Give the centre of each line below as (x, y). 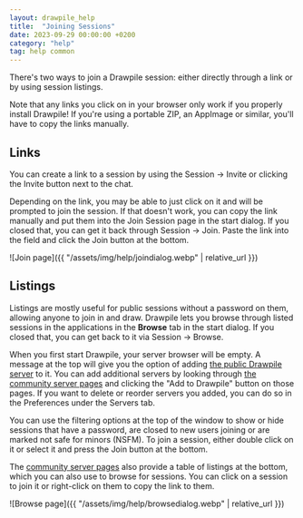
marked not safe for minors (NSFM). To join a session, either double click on (151, 439)
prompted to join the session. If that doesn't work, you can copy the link (144, 210)
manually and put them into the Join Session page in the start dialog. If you (149, 220)
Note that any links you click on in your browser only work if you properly (146, 104)
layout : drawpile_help (52, 18)
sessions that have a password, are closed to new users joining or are (140, 430)
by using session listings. (56, 87)
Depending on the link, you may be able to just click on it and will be (137, 201)
